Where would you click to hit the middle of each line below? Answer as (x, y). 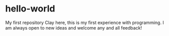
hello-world (30, 9)
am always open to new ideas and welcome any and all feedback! (74, 27)
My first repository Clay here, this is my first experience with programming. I (85, 22)
